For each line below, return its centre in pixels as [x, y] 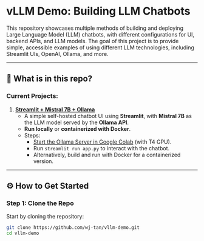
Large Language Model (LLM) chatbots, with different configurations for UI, [100, 34]
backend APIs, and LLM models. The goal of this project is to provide [93, 41]
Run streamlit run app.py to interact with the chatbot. [101, 148]
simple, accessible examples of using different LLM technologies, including [100, 47]
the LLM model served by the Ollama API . [76, 122]
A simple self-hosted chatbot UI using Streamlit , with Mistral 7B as [108, 116]
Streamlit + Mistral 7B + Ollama [55, 109]
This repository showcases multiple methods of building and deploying [95, 28]
